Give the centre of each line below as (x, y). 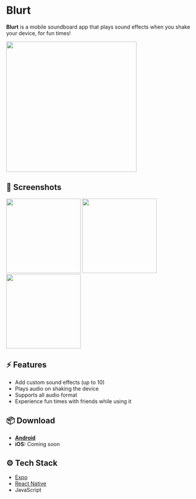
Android (25, 438)
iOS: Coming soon (37, 444)
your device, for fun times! (39, 33)
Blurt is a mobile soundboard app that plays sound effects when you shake (98, 27)
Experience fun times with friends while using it (73, 401)
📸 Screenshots (34, 187)
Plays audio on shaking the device (57, 388)
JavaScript (28, 490)
